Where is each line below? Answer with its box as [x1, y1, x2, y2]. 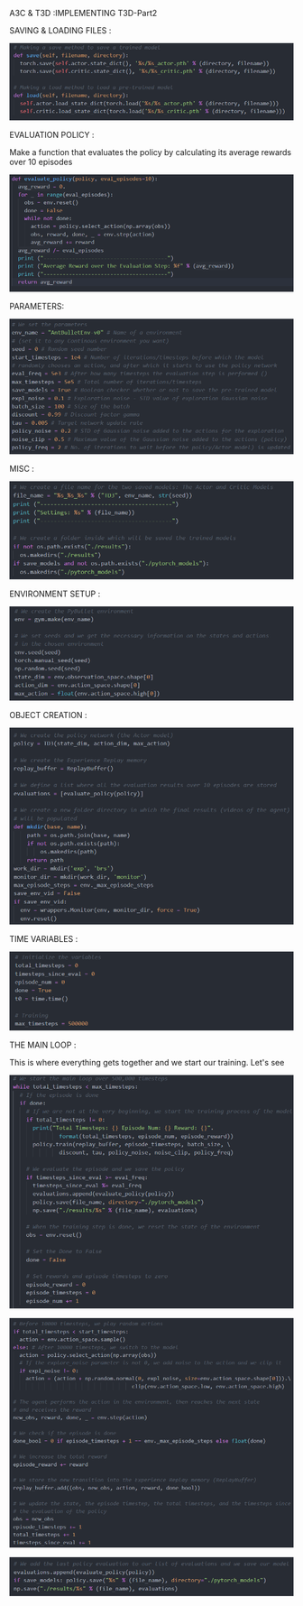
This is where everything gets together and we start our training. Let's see [9, 1057, 285, 1068]
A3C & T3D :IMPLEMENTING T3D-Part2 [9, 8, 158, 18]
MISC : [9, 464, 34, 475]
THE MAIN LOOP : [9, 1039, 77, 1050]
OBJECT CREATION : [9, 710, 87, 721]
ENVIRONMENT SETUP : [9, 588, 101, 599]
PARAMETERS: [9, 301, 65, 312]
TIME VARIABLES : [9, 934, 78, 945]
